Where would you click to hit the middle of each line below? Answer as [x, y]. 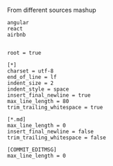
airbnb [17, 35]
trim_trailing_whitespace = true [55, 107]
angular [18, 23]
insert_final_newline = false [51, 131]
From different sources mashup [52, 10]
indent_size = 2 [30, 83]
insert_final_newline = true [49, 95]
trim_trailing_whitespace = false [57, 138]
